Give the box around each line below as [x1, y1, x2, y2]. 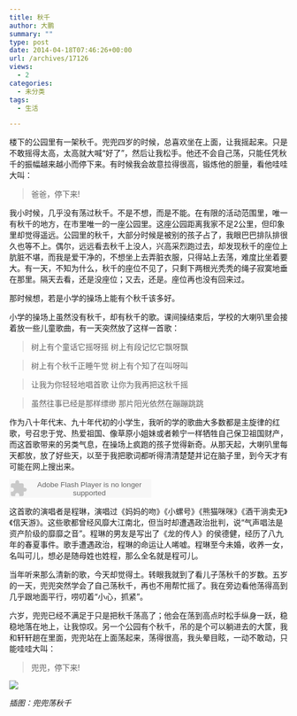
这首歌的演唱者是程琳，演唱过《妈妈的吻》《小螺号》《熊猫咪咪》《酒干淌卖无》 [9, 506, 288, 517]
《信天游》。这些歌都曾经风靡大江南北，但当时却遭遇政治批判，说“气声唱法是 [9, 518, 284, 528]
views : [9, 63, 34, 72]
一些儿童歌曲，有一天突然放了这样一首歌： [24, 323, 179, 333]
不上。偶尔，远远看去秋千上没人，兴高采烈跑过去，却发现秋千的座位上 [32, 241, 288, 252]
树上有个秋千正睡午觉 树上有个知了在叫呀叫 [30, 361, 188, 371]
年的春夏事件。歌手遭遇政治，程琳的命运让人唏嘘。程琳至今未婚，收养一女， [9, 540, 288, 550]
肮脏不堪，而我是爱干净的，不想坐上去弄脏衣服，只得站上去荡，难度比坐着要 [9, 252, 288, 262]
